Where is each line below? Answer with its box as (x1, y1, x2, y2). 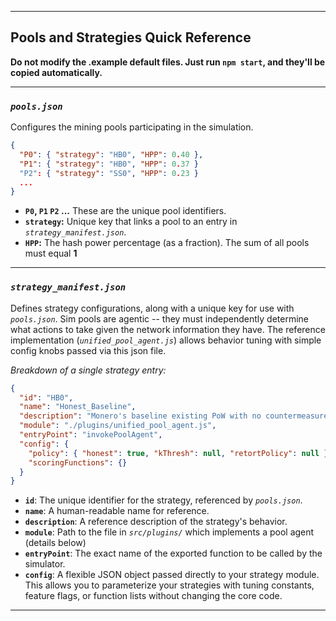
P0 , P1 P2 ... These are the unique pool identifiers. (24, 205, 227, 217)
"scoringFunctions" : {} (28, 457, 128, 468)
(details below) (24, 537, 87, 549)
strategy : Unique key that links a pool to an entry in (24, 216, 238, 228)
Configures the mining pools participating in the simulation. (10, 121, 254, 133)
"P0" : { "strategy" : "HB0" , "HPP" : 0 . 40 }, (19, 149, 204, 160)
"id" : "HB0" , (19, 392, 74, 403)
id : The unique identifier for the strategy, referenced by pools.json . (24, 494, 303, 506)
